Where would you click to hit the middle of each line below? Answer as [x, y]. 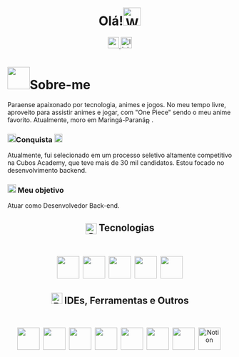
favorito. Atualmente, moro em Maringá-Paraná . [80, 120]
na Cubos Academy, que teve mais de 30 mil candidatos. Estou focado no [116, 162]
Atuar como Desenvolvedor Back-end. [63, 206]
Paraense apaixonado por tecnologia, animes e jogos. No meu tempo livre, [117, 104]
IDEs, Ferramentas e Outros [126, 301]
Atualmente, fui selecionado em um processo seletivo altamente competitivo [120, 155]
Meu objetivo [41, 190]
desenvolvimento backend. [47, 170]
